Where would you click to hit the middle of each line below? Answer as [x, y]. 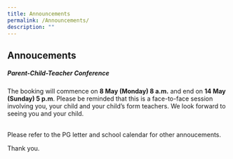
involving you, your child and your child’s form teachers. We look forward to [116, 106]
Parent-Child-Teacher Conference [59, 73]
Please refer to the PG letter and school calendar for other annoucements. [114, 134]
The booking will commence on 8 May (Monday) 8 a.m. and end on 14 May [116, 91]
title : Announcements [39, 14]
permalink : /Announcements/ [48, 20]
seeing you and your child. [46, 113]
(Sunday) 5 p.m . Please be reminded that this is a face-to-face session [110, 98]
